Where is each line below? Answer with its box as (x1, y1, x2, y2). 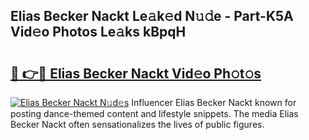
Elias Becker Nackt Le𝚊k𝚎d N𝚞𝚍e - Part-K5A (10, 8, 294, 25)
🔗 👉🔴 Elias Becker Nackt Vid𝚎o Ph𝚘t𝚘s (10, 65, 262, 82)
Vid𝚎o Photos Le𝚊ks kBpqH (10, 24, 187, 41)
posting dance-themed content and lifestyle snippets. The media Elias (10, 108, 299, 119)
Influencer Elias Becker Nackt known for (131, 97, 297, 108)
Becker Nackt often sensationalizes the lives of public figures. (10, 119, 265, 130)
